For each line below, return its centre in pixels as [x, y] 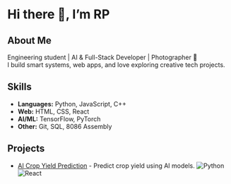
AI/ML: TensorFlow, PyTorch [59, 118]
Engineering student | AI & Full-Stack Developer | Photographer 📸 [102, 57]
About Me [29, 41]
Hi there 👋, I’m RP [59, 14]
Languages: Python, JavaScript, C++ [72, 104]
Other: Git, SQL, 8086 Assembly [65, 126]
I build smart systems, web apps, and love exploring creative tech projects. [116, 65]
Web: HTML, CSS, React [53, 111]
